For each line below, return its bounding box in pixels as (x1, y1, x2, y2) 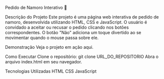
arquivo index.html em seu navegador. (5, 59, 82, 64)
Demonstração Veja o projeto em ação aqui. (5, 44, 94, 50)
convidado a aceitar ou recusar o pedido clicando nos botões (5, 24, 129, 30)
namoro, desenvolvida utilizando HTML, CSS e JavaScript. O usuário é (5, 20, 147, 25)
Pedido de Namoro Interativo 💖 (5, 5, 67, 10)
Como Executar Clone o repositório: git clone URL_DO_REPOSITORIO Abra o (5, 54, 159, 59)
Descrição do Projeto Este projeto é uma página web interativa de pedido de (5, 14, 159, 20)
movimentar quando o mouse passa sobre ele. (5, 35, 99, 40)
